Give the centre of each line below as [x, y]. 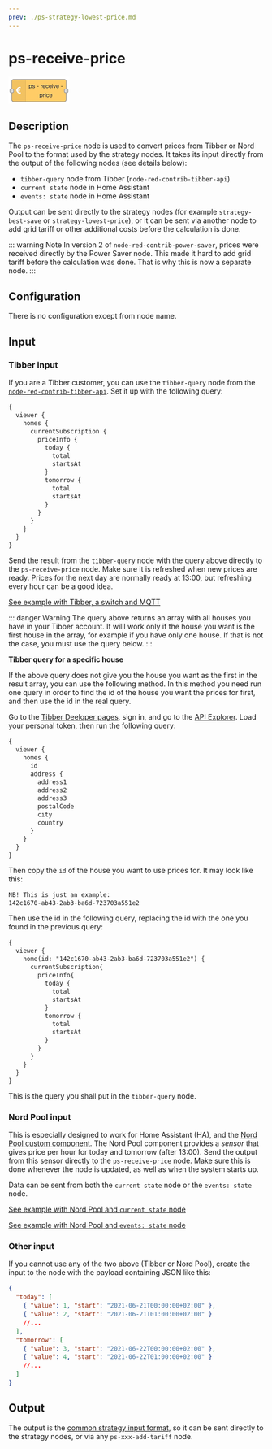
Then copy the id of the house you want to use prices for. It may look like [131, 870]
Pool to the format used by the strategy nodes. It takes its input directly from [136, 154]
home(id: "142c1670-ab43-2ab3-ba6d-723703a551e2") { [114, 959]
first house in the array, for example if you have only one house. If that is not [136, 635]
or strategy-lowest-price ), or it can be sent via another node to [150, 220]
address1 [52, 782]
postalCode [56, 806]
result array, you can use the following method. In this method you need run [135, 684]
